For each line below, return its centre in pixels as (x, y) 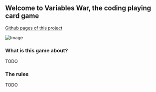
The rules (17, 74)
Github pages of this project (34, 28)
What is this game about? (37, 50)
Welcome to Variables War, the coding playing (78, 8)
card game (22, 16)
